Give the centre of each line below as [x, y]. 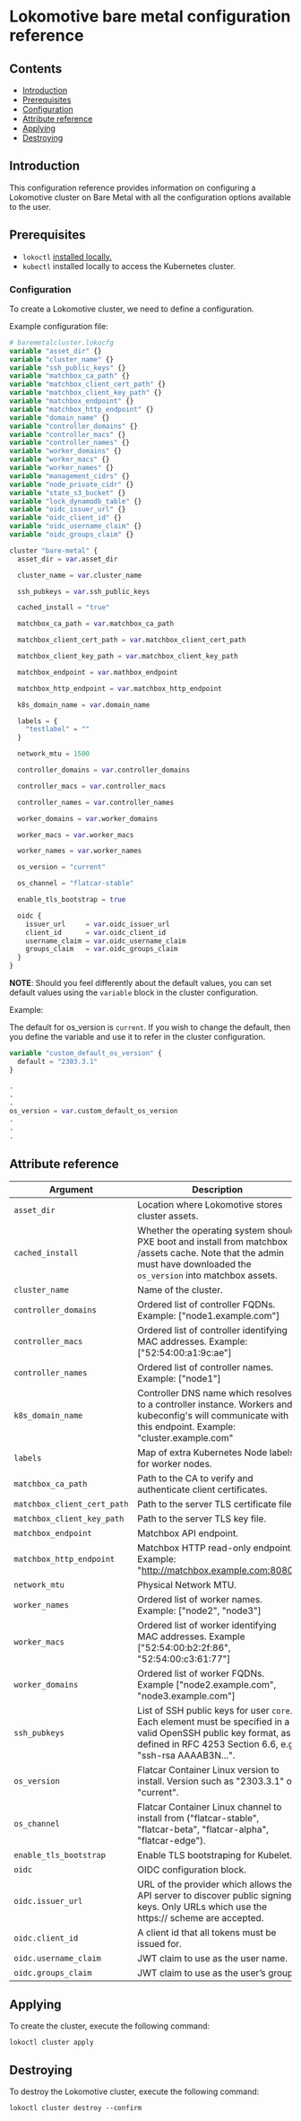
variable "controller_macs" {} [68, 434]
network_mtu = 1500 [54, 754]
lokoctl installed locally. [67, 257]
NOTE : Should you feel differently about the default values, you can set [141, 983]
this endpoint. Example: [186, 1427]
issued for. [159, 1943]
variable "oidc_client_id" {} [66, 518]
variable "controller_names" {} [69, 443]
